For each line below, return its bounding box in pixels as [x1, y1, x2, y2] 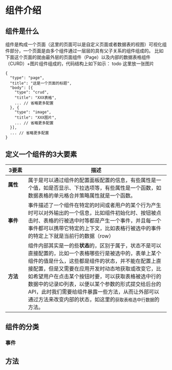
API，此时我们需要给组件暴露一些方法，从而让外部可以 [28, 288, 160, 295]
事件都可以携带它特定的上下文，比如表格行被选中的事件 [28, 224, 161, 231]
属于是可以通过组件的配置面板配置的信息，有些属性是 [28, 177, 156, 184]
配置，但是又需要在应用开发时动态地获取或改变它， [33, 265, 156, 272]
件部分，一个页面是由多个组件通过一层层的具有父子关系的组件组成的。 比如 [5, 48, 164, 54]
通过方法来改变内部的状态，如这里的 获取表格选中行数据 [28, 296, 155, 303]
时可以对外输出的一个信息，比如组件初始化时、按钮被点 [28, 209, 161, 216]
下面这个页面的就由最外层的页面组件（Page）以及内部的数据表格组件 [5, 54, 151, 60]
